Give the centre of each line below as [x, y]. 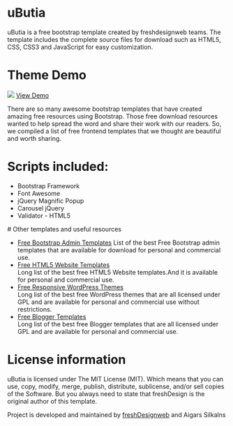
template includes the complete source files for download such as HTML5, [114, 39]
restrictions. [35, 309]
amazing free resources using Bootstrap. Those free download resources [113, 116]
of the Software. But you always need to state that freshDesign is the [106, 394]
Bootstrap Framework [48, 185]
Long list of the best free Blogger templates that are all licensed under [118, 324]
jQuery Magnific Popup [51, 201]
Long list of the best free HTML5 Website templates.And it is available [118, 272]
